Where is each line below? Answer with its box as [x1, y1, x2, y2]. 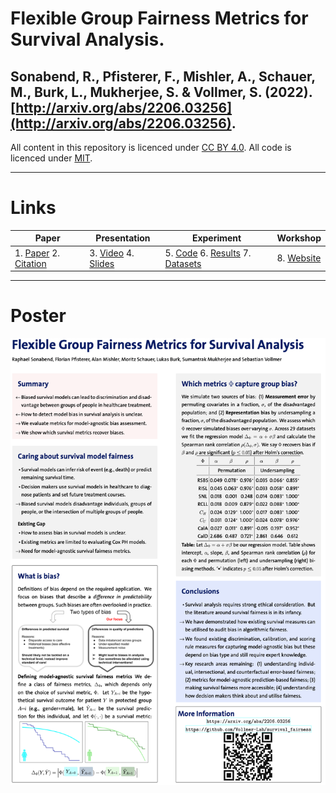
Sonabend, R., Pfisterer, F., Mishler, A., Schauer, [10, 68, 316, 85]
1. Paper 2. [14, 247, 61, 259]
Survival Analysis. [10, 28, 165, 51]
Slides [89, 257, 115, 269]
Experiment [191, 232, 242, 244]
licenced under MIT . [10, 152, 93, 164]
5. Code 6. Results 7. [164, 247, 252, 259]
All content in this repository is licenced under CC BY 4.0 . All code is [10, 142, 292, 153]
